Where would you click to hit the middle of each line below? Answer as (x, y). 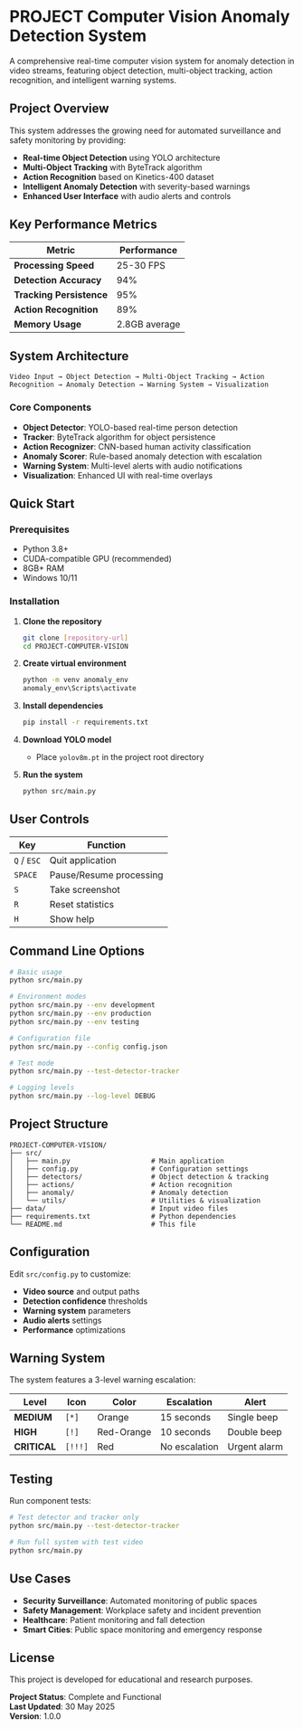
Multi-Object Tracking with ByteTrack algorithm (112, 167)
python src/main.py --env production (80, 1014)
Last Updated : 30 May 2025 (62, 1706)
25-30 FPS (141, 265)
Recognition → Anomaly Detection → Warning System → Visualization (139, 385)
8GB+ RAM (43, 568)
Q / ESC (28, 860)
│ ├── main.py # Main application (117, 1161)
